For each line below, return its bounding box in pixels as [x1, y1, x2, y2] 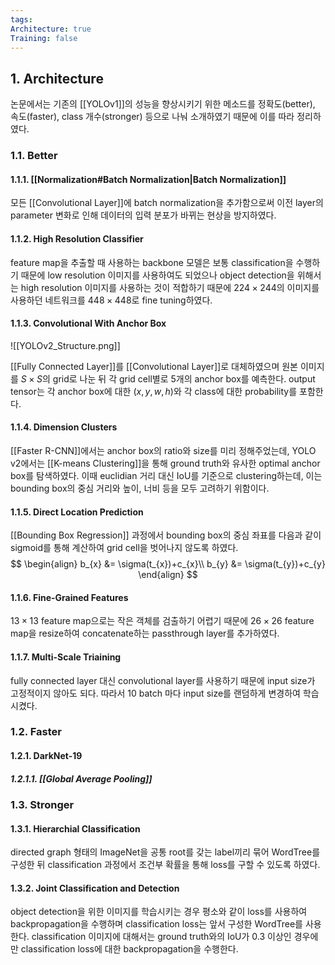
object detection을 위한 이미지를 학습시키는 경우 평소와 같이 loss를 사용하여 [10, 906, 308, 918]
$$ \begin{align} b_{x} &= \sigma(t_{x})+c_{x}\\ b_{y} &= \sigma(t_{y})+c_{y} [10, 558, 326, 570]
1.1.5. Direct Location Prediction [10, 506, 144, 518]
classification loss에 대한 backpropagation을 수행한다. [20, 943, 239, 955]
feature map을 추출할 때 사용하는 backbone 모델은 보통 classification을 [10, 256, 294, 268]
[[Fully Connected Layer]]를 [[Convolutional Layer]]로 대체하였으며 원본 [10, 360, 299, 372]
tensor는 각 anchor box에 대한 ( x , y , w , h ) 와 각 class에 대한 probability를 [10, 385, 298, 397]
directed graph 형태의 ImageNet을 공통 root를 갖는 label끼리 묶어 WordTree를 [10, 846, 321, 858]
